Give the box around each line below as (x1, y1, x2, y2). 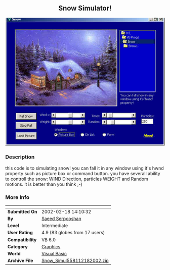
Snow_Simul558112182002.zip (41, 257, 109, 264)
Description (5, 153, 35, 160)
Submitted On (7, 208, 37, 214)
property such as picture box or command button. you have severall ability (5, 170, 160, 176)
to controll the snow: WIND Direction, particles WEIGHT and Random (5, 176, 148, 182)
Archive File (7, 257, 33, 264)
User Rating (7, 230, 33, 236)
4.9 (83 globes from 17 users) (41, 230, 105, 236)
